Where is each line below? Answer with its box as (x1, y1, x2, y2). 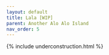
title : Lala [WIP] (6, 15, 53, 21)
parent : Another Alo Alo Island (6, 20, 89, 26)
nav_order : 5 (6, 26, 40, 32)
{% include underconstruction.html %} (6, 43, 103, 50)
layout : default (6, 9, 48, 15)
